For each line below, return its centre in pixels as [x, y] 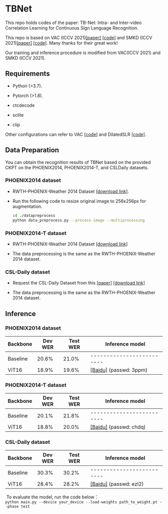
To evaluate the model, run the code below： [52, 497]
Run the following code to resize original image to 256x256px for [79, 201]
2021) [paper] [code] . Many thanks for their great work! [61, 43]
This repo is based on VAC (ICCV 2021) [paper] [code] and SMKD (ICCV [79, 38]
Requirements [27, 74]
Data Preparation [32, 150]
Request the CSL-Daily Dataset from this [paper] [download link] [78, 283]
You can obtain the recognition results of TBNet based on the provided [78, 162]
